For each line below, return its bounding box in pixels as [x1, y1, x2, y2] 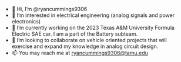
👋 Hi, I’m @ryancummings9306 [11, 6, 88, 12]
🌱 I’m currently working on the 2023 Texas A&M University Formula [11, 24, 175, 31]
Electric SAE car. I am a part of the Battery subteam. [11, 30, 138, 37]
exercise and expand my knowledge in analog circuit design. [11, 43, 159, 50]
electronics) [11, 18, 41, 25]
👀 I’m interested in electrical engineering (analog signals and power [11, 12, 175, 19]
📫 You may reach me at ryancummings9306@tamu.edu [11, 50, 149, 56]
